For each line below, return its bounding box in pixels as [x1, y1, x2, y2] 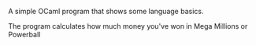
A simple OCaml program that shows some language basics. [8, 7, 204, 16]
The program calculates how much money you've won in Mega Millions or [8, 22, 248, 30]
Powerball [8, 30, 41, 39]
